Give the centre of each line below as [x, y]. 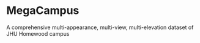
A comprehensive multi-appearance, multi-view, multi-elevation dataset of [100, 27]
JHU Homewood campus [38, 33]
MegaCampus [43, 11]
